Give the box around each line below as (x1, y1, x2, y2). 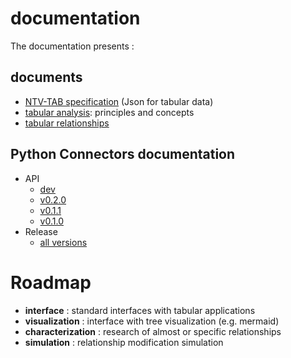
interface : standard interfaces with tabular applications (24, 304, 256, 316)
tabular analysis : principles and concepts (24, 106, 195, 118)
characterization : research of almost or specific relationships (24, 325, 282, 337)
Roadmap (10, 271, 92, 294)
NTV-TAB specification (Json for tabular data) (24, 95, 214, 107)
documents (10, 69, 83, 86)
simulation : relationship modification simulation (24, 336, 224, 348)
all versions (39, 236, 88, 248)
